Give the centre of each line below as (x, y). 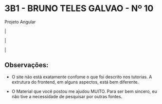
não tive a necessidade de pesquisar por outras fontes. (67, 96)
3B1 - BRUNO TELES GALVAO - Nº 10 (79, 8)
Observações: (27, 65)
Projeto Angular (20, 22)
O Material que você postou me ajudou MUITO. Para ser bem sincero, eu (84, 91)
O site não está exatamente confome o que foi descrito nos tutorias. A (82, 77)
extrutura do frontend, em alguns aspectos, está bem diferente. (75, 82)
